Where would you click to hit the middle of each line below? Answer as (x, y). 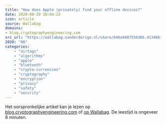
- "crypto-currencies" (37, 70)
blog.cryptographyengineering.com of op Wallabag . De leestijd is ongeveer (82, 112)
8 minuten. (16, 118)
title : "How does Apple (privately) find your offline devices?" (74, 10)
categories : (17, 47)
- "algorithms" (30, 56)
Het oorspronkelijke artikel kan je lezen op (48, 107)
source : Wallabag (23, 24)
